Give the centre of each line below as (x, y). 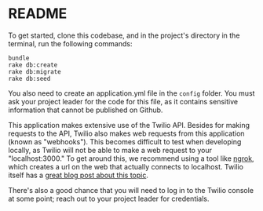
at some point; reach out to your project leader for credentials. (109, 198)
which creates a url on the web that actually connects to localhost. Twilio (126, 166)
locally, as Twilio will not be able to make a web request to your (110, 150)
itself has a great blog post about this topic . (79, 175)
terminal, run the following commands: (70, 43)
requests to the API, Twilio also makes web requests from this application (126, 133)
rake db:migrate (35, 71)
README (38, 14)
